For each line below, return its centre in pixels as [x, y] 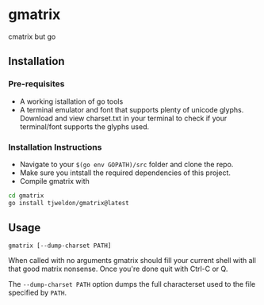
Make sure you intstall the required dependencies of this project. [125, 173]
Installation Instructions [55, 147]
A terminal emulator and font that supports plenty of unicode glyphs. [132, 109]
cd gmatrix [26, 196]
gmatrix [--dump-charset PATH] [60, 246]
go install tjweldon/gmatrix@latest [69, 203]
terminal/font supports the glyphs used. [84, 126]
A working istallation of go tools [71, 101]
